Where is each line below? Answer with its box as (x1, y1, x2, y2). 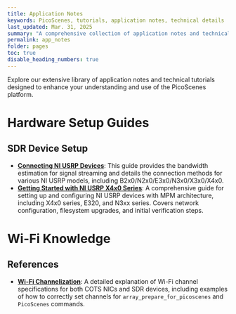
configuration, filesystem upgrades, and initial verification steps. (17, 206, 204, 214)
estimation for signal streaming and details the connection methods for (17, 169, 223, 177)
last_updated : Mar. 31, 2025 (7, 23, 93, 30)
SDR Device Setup (7, 143, 88, 155)
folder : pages (7, 43, 49, 50)
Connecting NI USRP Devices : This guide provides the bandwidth (17, 161, 209, 169)
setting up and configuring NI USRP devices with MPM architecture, (17, 191, 214, 199)
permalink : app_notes (7, 37, 71, 44)
